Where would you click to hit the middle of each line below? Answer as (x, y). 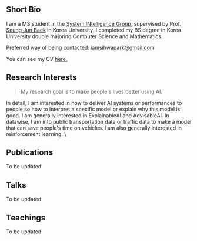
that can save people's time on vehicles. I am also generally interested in (94, 128)
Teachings (26, 217)
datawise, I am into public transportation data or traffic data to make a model (99, 121)
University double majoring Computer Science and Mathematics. (84, 36)
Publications (30, 153)
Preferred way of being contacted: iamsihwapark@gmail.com (80, 47)
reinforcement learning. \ (36, 134)
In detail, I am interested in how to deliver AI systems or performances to (94, 103)
